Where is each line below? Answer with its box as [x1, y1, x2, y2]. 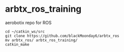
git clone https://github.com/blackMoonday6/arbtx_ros [5, 33, 120, 38]
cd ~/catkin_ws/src [5, 29, 45, 34]
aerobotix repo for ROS [5, 20, 52, 26]
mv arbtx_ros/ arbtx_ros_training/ [5, 38, 78, 43]
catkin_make [5, 42, 29, 47]
